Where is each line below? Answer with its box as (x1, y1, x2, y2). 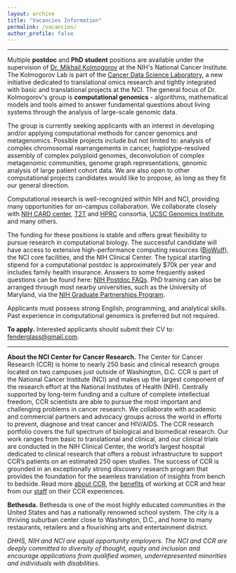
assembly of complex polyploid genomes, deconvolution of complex (7, 152, 205, 160)
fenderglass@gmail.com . (7, 333, 79, 341)
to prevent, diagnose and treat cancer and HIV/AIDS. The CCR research (7, 420, 214, 428)
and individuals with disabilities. (7, 559, 100, 567)
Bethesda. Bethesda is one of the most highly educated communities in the (7, 501, 226, 509)
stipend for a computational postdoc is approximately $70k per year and (7, 261, 216, 269)
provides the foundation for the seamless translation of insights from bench (7, 472, 226, 481)
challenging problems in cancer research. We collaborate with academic (7, 405, 216, 414)
